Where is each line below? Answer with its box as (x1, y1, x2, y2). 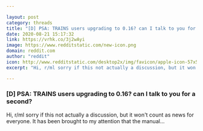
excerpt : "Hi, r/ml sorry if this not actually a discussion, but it (6, 65, 185, 71)
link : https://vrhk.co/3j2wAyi (6, 37, 85, 43)
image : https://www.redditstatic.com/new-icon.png (6, 42, 137, 48)
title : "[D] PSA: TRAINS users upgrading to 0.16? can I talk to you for (6, 25, 196, 31)
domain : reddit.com (6, 48, 56, 54)
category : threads (6, 19, 53, 26)
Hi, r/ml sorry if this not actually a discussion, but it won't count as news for (6, 111, 195, 118)
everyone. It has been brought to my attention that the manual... (6, 117, 165, 124)
